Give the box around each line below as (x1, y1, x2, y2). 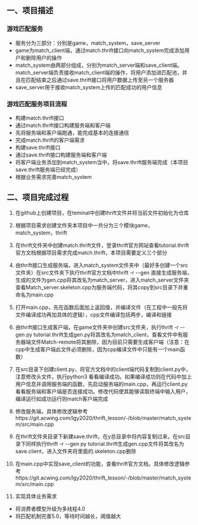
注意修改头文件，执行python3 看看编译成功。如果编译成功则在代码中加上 (15, 373, 192, 380)
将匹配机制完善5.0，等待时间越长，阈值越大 (15, 513, 121, 520)
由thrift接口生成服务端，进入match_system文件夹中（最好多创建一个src (15, 262, 188, 269)
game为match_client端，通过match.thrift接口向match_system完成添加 (15, 47, 185, 54)
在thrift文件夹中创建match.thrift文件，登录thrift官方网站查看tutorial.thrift (15, 242, 189, 249)
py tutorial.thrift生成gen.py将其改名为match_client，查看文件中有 (26, 331, 183, 338)
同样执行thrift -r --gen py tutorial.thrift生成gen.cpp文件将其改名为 (25, 440, 184, 447)
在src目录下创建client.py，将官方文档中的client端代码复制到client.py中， (15, 366, 192, 373)
